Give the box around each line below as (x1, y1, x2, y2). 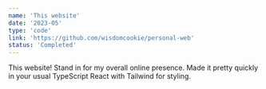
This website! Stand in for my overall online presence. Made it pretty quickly (8, 63, 259, 72)
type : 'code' (8, 26, 52, 34)
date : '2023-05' (8, 19, 62, 27)
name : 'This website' (8, 11, 81, 20)
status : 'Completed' (8, 41, 77, 49)
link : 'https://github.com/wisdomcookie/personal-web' (8, 33, 195, 42)
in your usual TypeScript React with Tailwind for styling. (8, 72, 192, 81)
